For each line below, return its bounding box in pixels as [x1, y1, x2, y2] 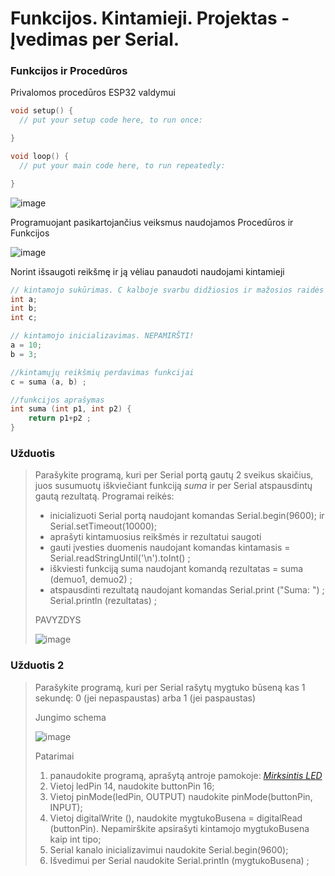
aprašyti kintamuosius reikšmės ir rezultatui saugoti [49, 531, 262, 543]
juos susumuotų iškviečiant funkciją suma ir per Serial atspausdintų [34, 480, 313, 492]
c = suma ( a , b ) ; [10, 377, 87, 387]
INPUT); [49, 801, 83, 813]
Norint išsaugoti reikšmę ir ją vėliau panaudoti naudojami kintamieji [10, 265, 285, 277]
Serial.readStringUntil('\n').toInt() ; [49, 552, 191, 564]
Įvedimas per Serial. [10, 28, 180, 51]
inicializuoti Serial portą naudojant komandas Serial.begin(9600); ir [49, 510, 325, 522]
